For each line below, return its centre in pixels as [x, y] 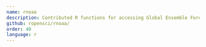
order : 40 [19, 29]
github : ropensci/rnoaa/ [38, 23]
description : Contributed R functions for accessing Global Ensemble [97, 18]
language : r [21, 35]
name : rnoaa [21, 12]
